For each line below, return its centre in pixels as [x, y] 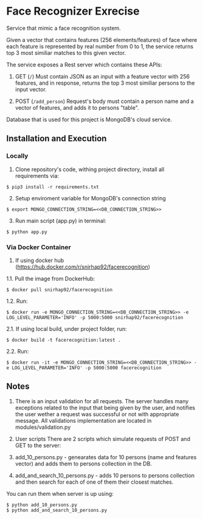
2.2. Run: [18, 351]
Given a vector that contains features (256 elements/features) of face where [102, 40]
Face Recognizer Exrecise [73, 11]
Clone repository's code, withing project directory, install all [90, 169]
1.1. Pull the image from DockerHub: [51, 278]
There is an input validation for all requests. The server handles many [102, 401]
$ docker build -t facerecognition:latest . [64, 340]
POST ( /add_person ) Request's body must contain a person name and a [105, 101]
